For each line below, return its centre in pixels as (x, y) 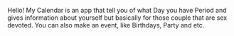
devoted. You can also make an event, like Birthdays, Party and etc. (106, 25)
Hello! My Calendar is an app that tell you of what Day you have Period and (117, 10)
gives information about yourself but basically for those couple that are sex (117, 18)
